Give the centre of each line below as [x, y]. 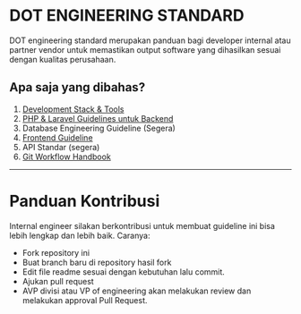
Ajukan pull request [58, 281]
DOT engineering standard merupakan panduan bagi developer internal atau [150, 40]
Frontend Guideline [57, 137]
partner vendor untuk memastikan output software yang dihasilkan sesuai [145, 49]
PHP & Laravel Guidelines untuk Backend [98, 118]
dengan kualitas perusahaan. [63, 59]
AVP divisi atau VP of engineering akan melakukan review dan [137, 291]
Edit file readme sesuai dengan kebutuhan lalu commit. [124, 272]
